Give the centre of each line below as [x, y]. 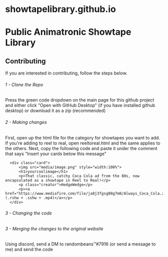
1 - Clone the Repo [24, 84]
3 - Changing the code [29, 213]
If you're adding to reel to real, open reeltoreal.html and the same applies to [83, 143]
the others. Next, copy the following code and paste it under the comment [81, 148]
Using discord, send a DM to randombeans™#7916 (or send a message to [80, 244]
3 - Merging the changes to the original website [54, 228]
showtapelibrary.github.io [60, 9]
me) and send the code [29, 249]
